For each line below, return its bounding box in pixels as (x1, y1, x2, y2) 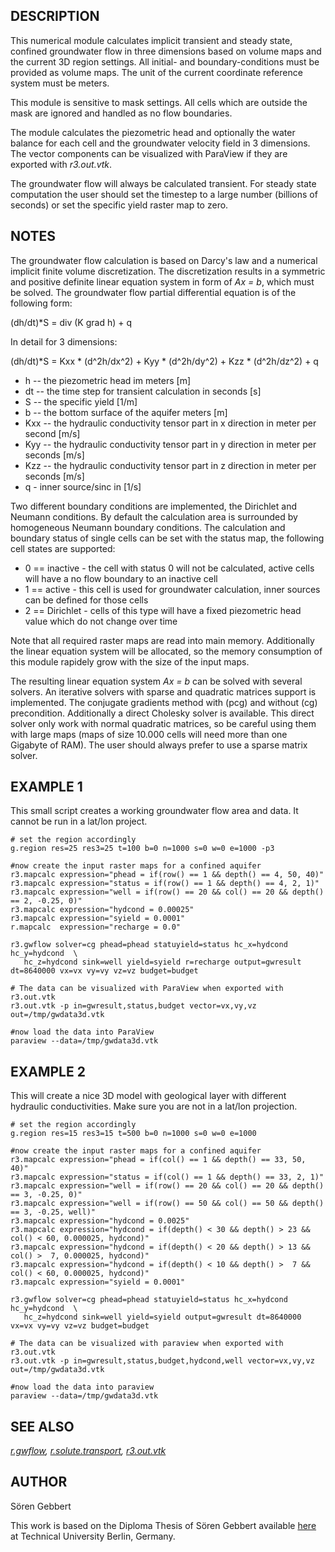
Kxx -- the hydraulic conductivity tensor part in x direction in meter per (24, 417, 317, 429)
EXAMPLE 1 (10, 779, 83, 796)
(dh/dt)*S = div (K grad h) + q (10, 316, 132, 328)
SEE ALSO (10, 1418, 75, 1435)
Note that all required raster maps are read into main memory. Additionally (10, 634, 315, 646)
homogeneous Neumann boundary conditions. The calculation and (10, 521, 286, 533)
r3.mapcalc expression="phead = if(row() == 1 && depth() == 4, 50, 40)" (10, 870, 325, 880)
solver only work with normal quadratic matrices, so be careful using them (10, 717, 317, 729)
